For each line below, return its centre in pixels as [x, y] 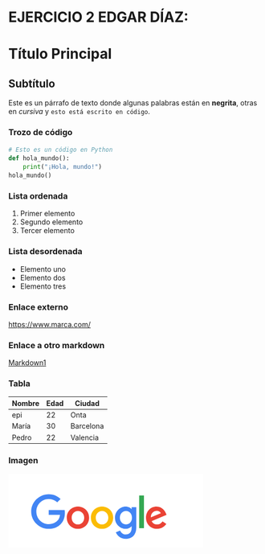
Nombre [26, 403]
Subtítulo [32, 83]
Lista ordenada [38, 195]
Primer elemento [47, 214]
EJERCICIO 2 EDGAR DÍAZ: [98, 17]
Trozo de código [41, 133]
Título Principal [60, 54]
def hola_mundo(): [39, 158]
